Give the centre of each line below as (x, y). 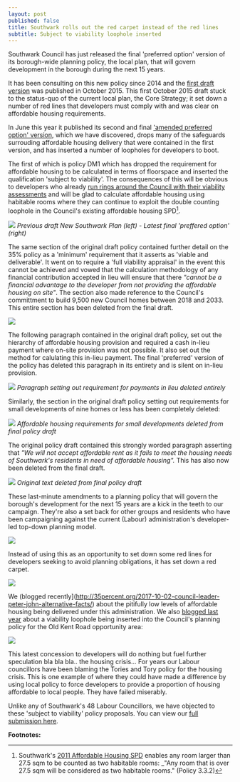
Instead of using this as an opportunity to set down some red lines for (110, 553)
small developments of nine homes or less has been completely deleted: (114, 408)
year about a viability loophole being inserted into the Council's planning (114, 619)
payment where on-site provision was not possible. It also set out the (109, 350)
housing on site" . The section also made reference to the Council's (106, 292)
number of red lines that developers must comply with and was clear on (114, 106)
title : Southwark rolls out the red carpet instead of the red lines (114, 27)
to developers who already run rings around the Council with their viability (116, 187)
